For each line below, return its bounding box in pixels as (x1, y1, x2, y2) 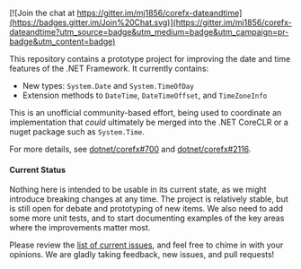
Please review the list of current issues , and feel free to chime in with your (9, 239, 284, 250)
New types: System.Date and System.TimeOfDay (22, 81, 195, 91)
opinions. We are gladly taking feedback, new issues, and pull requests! (9, 249, 275, 260)
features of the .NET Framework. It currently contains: (9, 63, 209, 74)
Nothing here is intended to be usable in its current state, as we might (9, 184, 267, 195)
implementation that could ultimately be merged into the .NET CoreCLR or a (9, 117, 289, 127)
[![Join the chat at (9, 8, 75, 18)
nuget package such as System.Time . (9, 126, 146, 137)
